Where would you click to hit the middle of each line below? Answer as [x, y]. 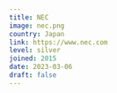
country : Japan [37, 34]
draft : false [33, 75]
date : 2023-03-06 [41, 67]
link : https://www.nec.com [58, 42]
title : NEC [29, 17]
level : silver [35, 50]
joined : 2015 [33, 58]
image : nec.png [37, 26]
